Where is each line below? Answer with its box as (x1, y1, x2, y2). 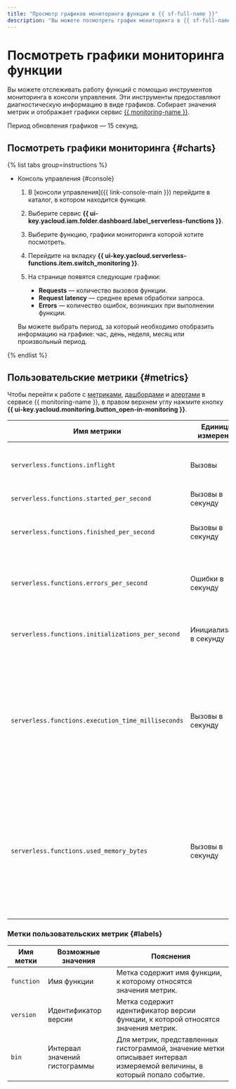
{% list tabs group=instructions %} (7, 161, 107, 169)
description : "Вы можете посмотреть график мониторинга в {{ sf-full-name (7, 17, 231, 24)
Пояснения (150, 952, 191, 961)
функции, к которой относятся (116, 1014, 220, 1024)
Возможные (57, 947, 100, 957)
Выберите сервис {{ (27, 209, 89, 218)
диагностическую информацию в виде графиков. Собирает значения (7, 100, 216, 109)
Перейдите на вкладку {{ (27, 252, 104, 260)
